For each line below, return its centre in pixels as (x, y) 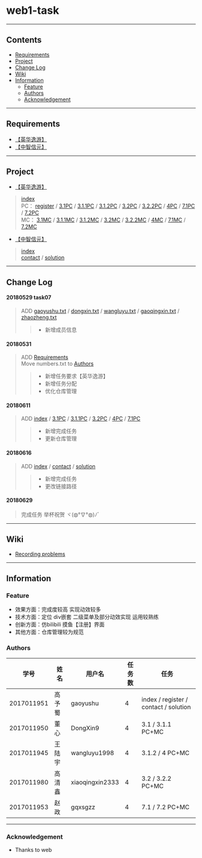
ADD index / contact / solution (58, 466)
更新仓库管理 (61, 439)
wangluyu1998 (93, 753)
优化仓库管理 (61, 391)
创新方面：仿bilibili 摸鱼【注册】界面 (60, 624)
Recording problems (40, 554)
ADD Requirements (44, 357)
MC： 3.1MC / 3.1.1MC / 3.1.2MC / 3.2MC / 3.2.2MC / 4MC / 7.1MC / (103, 220)
